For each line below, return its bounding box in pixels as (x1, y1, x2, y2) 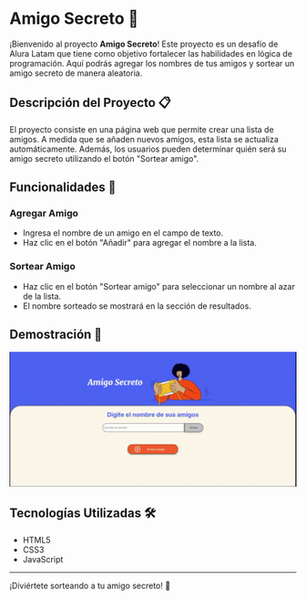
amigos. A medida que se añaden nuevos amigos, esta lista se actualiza (9, 133, 280, 144)
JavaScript (22, 553, 64, 564)
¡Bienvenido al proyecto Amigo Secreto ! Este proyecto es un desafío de (9, 38, 279, 49)
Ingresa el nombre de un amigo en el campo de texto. (22, 227, 224, 238)
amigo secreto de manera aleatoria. (9, 68, 143, 79)
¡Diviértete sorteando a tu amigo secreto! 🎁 (9, 580, 171, 591)
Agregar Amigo (9, 207, 79, 220)
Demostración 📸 (9, 327, 103, 342)
